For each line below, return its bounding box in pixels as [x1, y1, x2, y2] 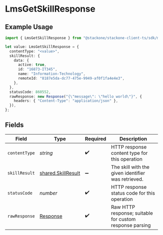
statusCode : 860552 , [9, 89, 51, 94]
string [39, 150, 53, 156]
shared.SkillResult [39, 169, 81, 176]
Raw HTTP [111, 203, 135, 210]
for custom [111, 216, 136, 222]
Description [119, 135, 147, 142]
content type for [111, 150, 148, 156]
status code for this [111, 189, 155, 196]
